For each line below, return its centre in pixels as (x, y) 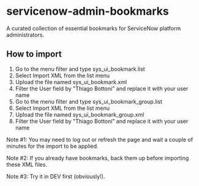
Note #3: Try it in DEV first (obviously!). (56, 176)
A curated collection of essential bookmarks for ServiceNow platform (94, 28)
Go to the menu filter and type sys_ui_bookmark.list (80, 69)
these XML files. (27, 165)
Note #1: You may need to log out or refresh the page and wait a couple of (100, 139)
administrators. (25, 34)
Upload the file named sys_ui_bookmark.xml (71, 82)
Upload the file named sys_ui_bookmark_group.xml (80, 114)
